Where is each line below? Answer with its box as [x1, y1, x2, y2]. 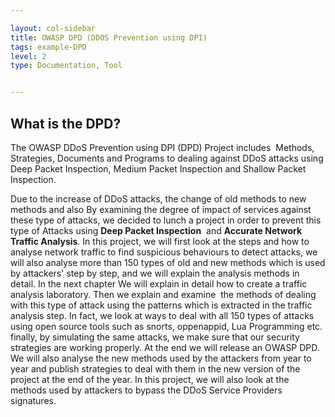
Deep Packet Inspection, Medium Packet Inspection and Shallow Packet [10, 162, 307, 175]
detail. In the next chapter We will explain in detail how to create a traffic [10, 277, 308, 290]
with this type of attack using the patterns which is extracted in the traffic [10, 299, 313, 311]
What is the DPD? [10, 115, 122, 132]
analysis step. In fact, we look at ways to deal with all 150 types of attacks [10, 309, 315, 321]
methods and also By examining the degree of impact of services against [10, 203, 312, 215]
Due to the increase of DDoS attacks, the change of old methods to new [10, 192, 307, 205]
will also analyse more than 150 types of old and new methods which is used [10, 256, 326, 268]
